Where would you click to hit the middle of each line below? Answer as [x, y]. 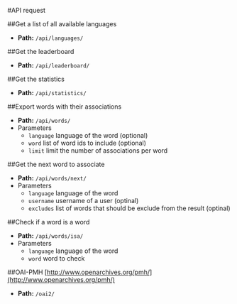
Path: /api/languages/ [50, 38]
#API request [27, 10]
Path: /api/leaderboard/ [54, 65]
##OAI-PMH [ [27, 272]
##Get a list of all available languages [62, 24]
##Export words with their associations [65, 107]
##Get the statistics [36, 79]
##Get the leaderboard [41, 51]
